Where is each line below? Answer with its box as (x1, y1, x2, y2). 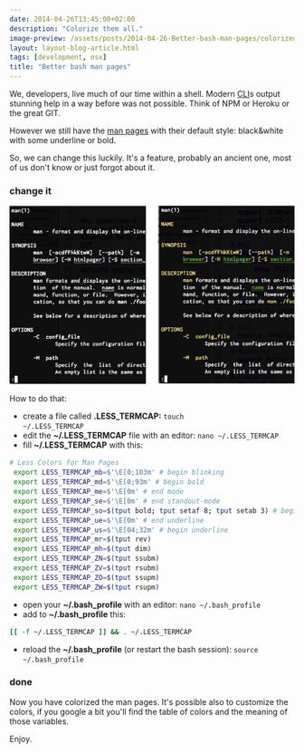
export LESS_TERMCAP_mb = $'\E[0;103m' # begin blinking (13, 468, 224, 478)
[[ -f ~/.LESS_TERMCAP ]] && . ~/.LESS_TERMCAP (9, 627, 193, 636)
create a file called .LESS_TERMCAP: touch (22, 410, 185, 421)
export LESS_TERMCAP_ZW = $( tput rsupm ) (13, 583, 160, 592)
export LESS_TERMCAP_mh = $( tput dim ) (13, 545, 152, 554)
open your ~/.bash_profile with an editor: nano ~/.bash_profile (22, 599, 261, 610)
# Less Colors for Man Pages (9, 459, 119, 468)
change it (9, 184, 52, 197)
